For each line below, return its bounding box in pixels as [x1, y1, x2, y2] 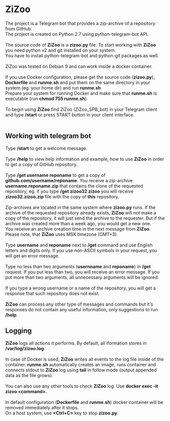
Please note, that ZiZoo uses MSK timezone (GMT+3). [5, 231, 118, 237]
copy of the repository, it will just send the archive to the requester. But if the [5, 215, 165, 221]
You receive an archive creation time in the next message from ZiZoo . [5, 226, 151, 232]
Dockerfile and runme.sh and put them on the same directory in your [5, 79, 150, 86]
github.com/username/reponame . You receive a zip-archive [5, 177, 133, 183]
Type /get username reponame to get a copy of [5, 172, 106, 178]
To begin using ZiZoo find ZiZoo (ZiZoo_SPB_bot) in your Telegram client [5, 106, 157, 112]
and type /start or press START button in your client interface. [5, 111, 135, 117]
